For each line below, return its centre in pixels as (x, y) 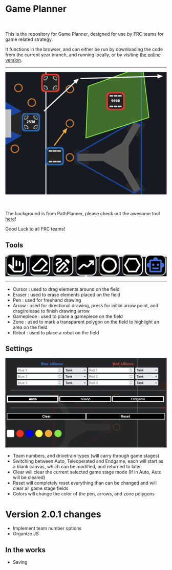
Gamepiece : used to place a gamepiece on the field (68, 316)
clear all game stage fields (40, 488)
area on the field (30, 327)
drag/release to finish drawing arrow (51, 311)
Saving (20, 562)
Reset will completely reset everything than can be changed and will (85, 483)
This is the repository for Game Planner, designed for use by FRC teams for (84, 34)
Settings (19, 349)
